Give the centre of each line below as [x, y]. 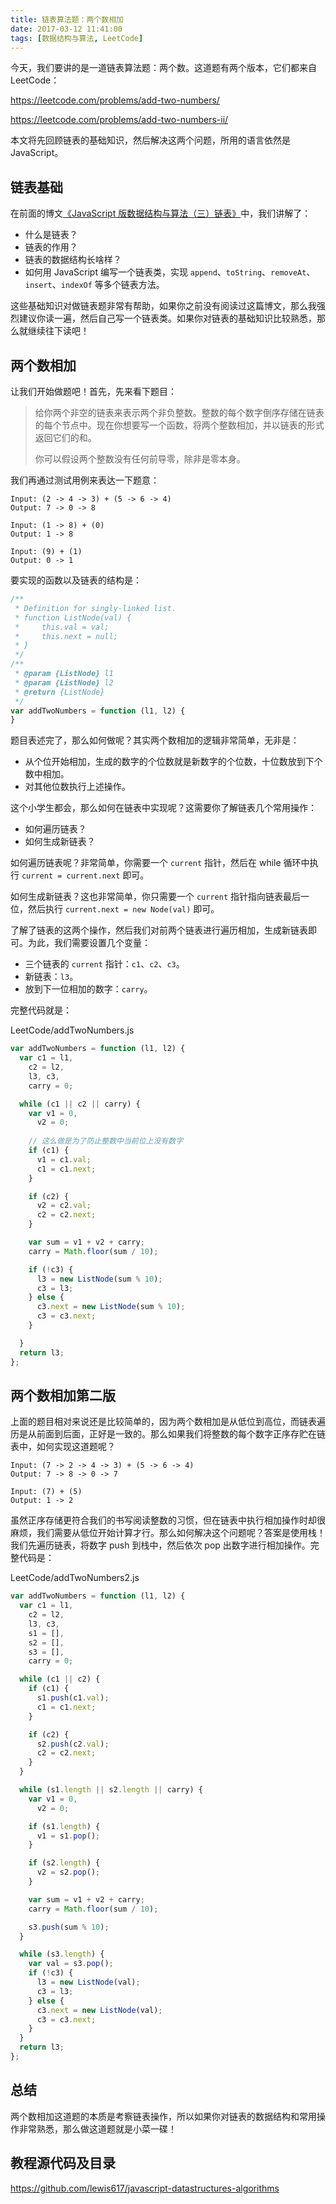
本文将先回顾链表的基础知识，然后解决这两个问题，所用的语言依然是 [150, 140]
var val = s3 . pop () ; [71, 1964]
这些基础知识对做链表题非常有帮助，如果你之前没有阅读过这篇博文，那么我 [163, 306]
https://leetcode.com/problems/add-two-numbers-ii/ [119, 120]
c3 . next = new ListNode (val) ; [99, 2010]
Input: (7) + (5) [46, 1492]
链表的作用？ [51, 247]
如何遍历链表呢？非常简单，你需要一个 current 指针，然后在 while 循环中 [160, 863]
